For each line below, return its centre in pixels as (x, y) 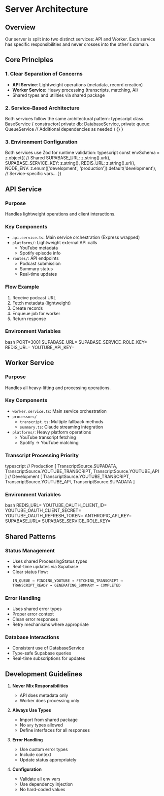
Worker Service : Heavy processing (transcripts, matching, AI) (75, 90)
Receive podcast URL (34, 297)
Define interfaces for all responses (55, 730)
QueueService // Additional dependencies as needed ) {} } (64, 129)
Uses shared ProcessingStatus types (50, 561)
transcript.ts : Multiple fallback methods (61, 421)
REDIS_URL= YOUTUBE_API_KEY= (40, 347)
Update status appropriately (48, 760)
